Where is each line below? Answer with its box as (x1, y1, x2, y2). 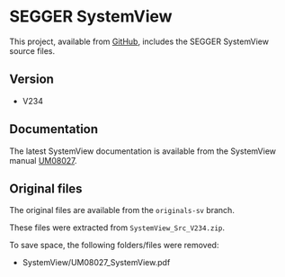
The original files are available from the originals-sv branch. (9, 205, 236, 216)
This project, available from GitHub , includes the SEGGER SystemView (9, 36, 270, 47)
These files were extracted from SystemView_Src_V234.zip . (9, 222, 226, 233)
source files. (9, 45, 56, 56)
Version (9, 72, 54, 87)
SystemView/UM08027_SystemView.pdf (22, 257, 171, 268)
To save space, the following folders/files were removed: (9, 240, 219, 251)
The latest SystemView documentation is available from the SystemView (9, 146, 277, 156)
